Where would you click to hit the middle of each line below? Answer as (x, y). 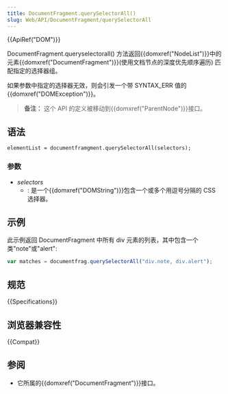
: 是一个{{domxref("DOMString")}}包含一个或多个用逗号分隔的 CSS (121, 190)
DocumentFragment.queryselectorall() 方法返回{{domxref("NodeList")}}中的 (114, 53)
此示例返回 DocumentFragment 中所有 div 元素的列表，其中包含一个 (103, 240)
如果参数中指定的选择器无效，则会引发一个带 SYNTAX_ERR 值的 (97, 85)
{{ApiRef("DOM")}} (34, 39)
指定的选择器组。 (37, 71)
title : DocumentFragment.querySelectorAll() (72, 13)
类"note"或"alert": (32, 249)
